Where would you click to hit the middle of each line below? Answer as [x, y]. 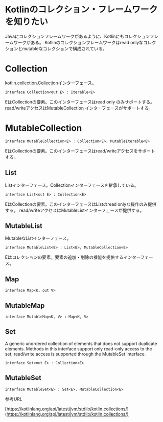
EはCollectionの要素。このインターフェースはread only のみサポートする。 [80, 102]
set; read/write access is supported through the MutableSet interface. [75, 354]
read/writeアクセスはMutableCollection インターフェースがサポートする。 [79, 108]
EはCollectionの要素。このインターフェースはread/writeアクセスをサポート [80, 151]
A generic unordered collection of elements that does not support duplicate [81, 344]
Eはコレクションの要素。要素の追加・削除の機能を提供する [64, 257]
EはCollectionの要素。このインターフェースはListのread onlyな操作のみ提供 [81, 204]
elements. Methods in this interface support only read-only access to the [79, 348]
